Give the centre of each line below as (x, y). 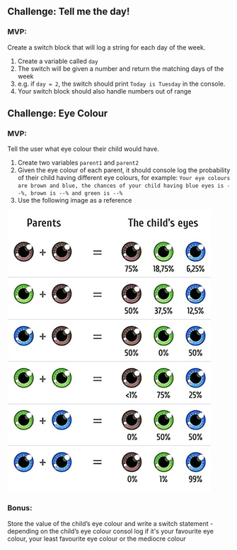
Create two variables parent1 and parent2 (78, 163)
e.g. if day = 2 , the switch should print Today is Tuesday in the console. (121, 84)
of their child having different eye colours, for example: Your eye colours (124, 178)
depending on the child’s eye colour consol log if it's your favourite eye (111, 531)
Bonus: (20, 508)
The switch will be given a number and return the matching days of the (121, 68)
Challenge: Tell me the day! (69, 12)
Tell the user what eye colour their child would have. (83, 149)
